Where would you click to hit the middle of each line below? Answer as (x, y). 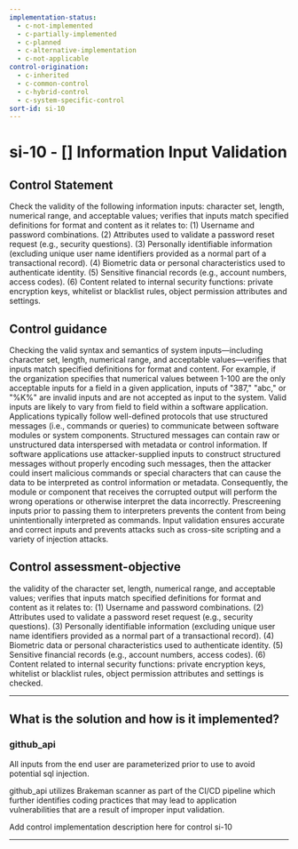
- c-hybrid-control (53, 92)
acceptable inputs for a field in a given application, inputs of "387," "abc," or (148, 388)
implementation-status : (53, 17)
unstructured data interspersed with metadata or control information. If (138, 445)
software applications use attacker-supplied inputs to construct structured (145, 454)
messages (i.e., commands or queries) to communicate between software (144, 426)
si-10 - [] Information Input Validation (149, 152)
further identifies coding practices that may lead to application (123, 800)
